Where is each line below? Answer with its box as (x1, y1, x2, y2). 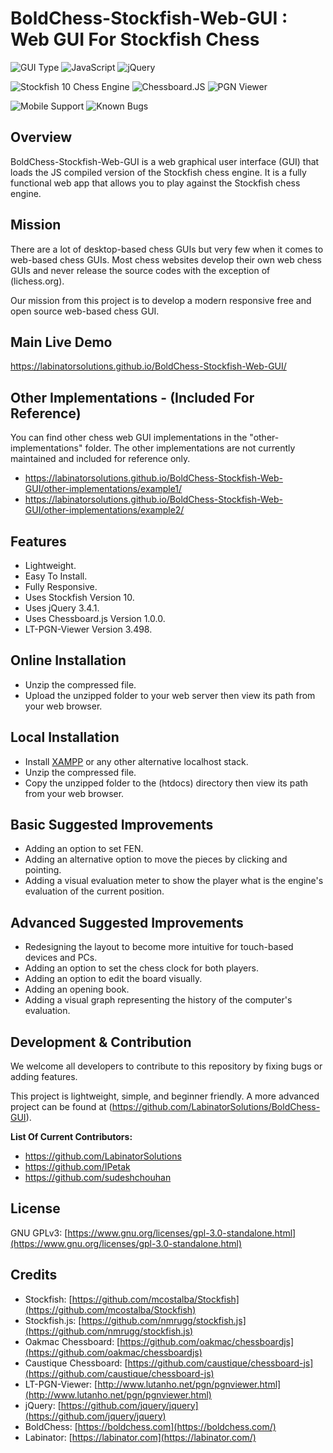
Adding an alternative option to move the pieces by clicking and (24, 853, 288, 866)
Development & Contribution (10, 1033, 192, 1051)
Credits (10, 1267, 58, 1284)
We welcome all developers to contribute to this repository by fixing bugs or (10, 1060, 323, 1072)
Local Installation (10, 729, 120, 746)
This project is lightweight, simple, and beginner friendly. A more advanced (10, 1090, 320, 1102)
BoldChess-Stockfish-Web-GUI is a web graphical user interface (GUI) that (10, 155, 320, 167)
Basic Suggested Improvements (10, 817, 214, 834)
